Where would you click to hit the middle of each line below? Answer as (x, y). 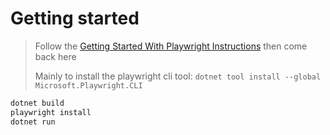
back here (55, 56)
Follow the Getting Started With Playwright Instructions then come (171, 46)
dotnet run (33, 122)
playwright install (51, 112)
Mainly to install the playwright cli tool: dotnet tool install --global (178, 76)
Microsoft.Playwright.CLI (88, 85)
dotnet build (37, 103)
